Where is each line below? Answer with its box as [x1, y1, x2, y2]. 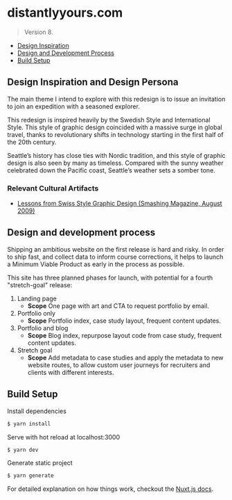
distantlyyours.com [7, 5, 123, 21]
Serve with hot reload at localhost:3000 [7, 433, 121, 441]
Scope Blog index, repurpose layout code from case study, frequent [27, 331, 222, 339]
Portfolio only [17, 309, 56, 317]
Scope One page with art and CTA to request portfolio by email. [27, 301, 209, 310]
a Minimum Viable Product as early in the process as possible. [7, 259, 185, 268]
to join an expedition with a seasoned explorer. [7, 102, 141, 111]
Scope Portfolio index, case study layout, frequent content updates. [27, 316, 222, 325]
